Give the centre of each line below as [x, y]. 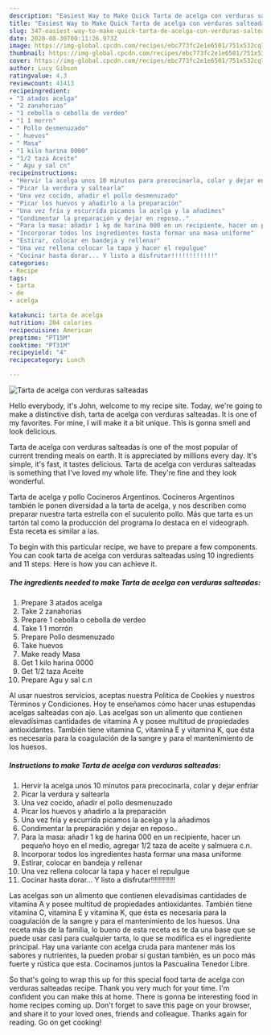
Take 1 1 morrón [47, 628]
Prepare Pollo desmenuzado [68, 637]
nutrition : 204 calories [51, 322]
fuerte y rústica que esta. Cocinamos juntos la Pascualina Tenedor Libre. [129, 963]
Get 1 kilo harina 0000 [57, 663]
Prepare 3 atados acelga [62, 602]
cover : [20, 61]
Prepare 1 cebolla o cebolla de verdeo [83, 619]
